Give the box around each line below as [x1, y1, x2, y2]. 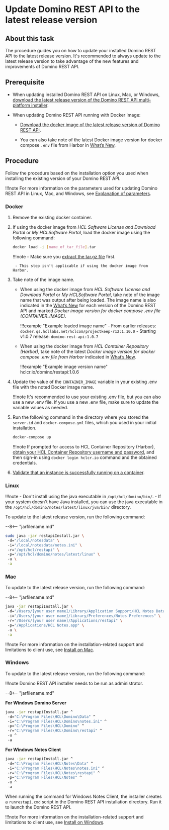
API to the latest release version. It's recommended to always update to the [5, 53, 161, 59]
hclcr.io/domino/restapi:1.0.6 [20, 368, 79, 375]
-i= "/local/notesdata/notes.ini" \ [7, 542, 82, 547]
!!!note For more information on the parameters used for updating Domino [5, 185, 157, 191]
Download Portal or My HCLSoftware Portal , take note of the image [20, 292, 160, 298]
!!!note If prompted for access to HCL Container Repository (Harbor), [12, 443, 155, 449]
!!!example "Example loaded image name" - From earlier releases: [20, 323, 156, 329]
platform [12, 102, 30, 108]
